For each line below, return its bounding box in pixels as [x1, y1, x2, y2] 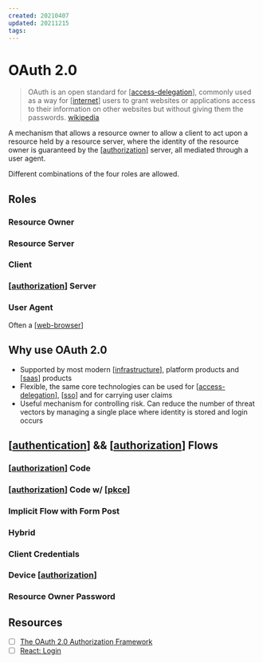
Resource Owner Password [8, 591, 116, 602]
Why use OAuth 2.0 [8, 343, 108, 357]
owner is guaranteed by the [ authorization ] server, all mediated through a [8, 145, 249, 155]
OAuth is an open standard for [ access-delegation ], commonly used [27, 87, 252, 97]
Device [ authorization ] [8, 570, 97, 581]
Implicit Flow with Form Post [8, 505, 120, 516]
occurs [19, 415, 44, 425]
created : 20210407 [8, 11, 69, 20]
